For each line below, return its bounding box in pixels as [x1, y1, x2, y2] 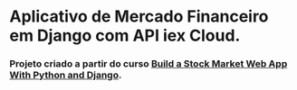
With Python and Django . [9, 69, 122, 82]
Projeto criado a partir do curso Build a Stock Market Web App [9, 58, 288, 70]
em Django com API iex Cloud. [9, 25, 241, 46]
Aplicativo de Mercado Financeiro [9, 6, 269, 27]
